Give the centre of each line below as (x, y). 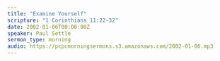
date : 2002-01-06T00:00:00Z (49, 27)
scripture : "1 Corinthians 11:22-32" (63, 20)
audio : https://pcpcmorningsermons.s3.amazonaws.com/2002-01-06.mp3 (110, 46)
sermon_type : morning (39, 40)
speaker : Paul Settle (39, 33)
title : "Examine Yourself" (47, 14)
